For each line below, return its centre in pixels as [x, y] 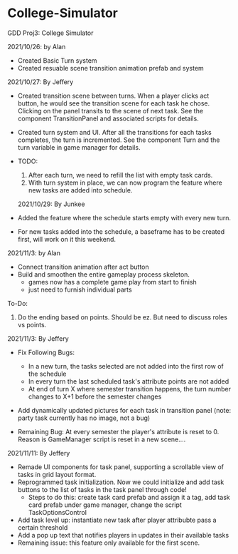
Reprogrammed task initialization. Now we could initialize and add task [121, 482]
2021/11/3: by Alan [34, 253]
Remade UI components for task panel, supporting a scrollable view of [120, 467]
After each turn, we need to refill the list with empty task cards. [120, 175]
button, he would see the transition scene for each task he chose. [114, 103]
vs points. [32, 324]
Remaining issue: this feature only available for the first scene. [109, 543]
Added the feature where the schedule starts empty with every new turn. [124, 217]
